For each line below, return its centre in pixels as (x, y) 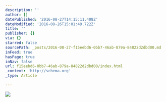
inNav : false (19, 62)
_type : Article (21, 76)
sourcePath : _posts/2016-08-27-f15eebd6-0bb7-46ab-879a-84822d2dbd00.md (83, 47)
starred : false (21, 43)
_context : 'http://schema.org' (38, 71)
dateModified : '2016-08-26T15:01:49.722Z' (50, 24)
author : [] (17, 15)
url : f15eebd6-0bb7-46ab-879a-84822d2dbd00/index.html (64, 66)
